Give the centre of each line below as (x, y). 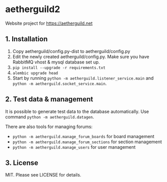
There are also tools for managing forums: (49, 127)
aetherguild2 (33, 9)
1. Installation (26, 39)
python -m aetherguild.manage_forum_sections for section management (87, 142)
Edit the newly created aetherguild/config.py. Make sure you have (81, 56)
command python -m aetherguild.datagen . (50, 116)
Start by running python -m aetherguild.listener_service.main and (83, 78)
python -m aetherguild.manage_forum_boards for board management (83, 136)
